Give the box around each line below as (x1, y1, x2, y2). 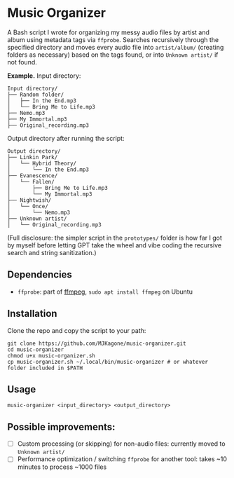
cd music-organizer (7, 346, 64, 353)
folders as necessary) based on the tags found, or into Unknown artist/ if (7, 50, 219, 59)
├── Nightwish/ (7, 196, 52, 204)
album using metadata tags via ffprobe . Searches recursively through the (7, 35, 219, 43)
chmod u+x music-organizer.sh (7, 352, 96, 359)
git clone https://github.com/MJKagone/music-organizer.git (7, 340, 187, 347)
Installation (7, 308, 57, 320)
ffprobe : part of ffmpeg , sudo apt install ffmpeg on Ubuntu (17, 287, 193, 296)
